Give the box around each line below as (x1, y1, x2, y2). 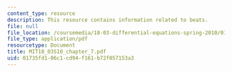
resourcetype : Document (7, 42, 76, 49)
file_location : (7, 29, 51, 36)
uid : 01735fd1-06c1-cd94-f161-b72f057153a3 (7, 55, 135, 62)
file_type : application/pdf (7, 36, 88, 43)
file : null (7, 23, 39, 29)
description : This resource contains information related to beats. (7, 16, 209, 23)
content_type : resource (7, 10, 76, 17)
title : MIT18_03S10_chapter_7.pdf (7, 49, 107, 56)
